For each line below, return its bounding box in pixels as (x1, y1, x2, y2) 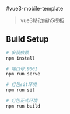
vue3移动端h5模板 (20, 17, 65, 24)
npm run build (6, 103, 41, 109)
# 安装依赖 (6, 50, 29, 56)
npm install (6, 55, 35, 61)
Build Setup (6, 34, 49, 44)
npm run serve (6, 71, 41, 77)
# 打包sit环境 (6, 82, 37, 88)
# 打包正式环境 (6, 98, 38, 104)
